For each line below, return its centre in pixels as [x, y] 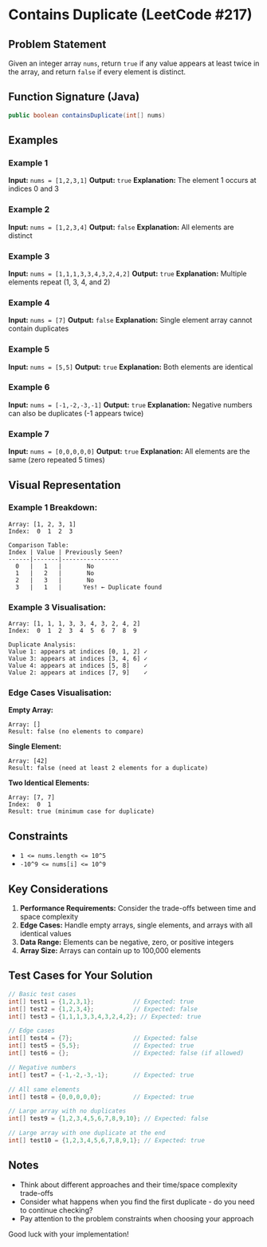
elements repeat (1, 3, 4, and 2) [59, 282]
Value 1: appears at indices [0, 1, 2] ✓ [78, 652]
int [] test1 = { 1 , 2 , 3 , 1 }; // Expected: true [101, 1001]
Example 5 [29, 349]
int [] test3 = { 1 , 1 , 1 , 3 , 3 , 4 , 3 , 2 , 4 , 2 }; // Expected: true [105, 1016]
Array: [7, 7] [32, 798]
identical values [45, 934]
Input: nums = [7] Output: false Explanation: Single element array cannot [130, 320]
